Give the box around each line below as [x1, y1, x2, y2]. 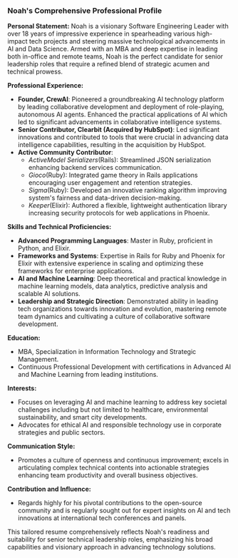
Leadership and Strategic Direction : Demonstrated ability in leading [17, 297, 219, 305]
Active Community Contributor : [17, 148, 113, 157]
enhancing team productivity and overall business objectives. [17, 471, 198, 480]
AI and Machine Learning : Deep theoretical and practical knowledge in [17, 274, 227, 283]
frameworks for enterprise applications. [17, 267, 134, 275]
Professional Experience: [7, 81, 84, 90]
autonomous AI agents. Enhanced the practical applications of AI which [17, 110, 228, 119]
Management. [17, 355, 59, 364]
